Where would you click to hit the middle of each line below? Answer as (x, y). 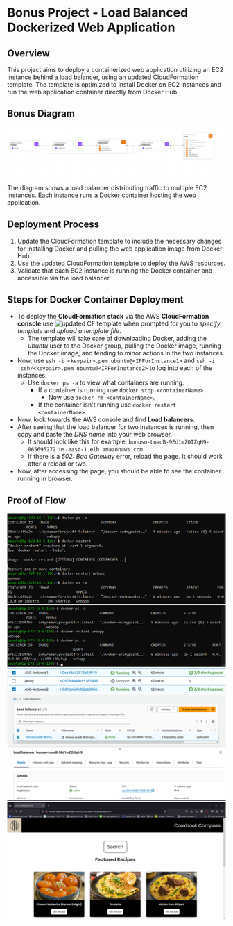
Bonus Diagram (41, 113)
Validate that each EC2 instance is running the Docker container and (115, 270)
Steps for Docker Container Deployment (95, 300)
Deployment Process (53, 225)
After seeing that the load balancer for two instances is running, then (115, 427)
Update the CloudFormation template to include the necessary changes (119, 241)
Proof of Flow (37, 500)
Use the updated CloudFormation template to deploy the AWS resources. (121, 263)
